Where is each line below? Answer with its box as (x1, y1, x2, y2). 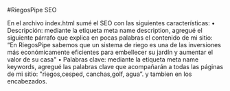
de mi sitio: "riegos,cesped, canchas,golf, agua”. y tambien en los (7, 70, 192, 78)
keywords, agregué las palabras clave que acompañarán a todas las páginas (7, 63, 224, 70)
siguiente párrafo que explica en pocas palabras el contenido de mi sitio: (7, 34, 213, 42)
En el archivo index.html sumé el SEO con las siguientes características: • (7, 19, 216, 27)
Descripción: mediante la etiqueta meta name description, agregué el (7, 27, 203, 34)
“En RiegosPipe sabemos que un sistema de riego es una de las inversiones (7, 41, 222, 49)
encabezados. (7, 77, 47, 85)
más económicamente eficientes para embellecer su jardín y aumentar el (7, 48, 214, 56)
